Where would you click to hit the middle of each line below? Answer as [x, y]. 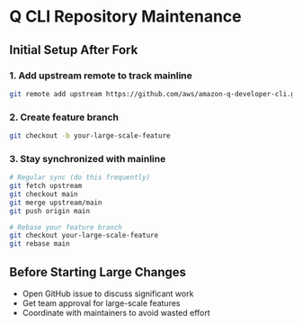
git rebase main [40, 244]
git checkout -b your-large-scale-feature [90, 136]
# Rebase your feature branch [66, 227]
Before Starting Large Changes [98, 272]
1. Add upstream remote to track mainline [101, 76]
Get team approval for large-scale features [101, 303]
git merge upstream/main [56, 203]
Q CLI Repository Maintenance [126, 17]
